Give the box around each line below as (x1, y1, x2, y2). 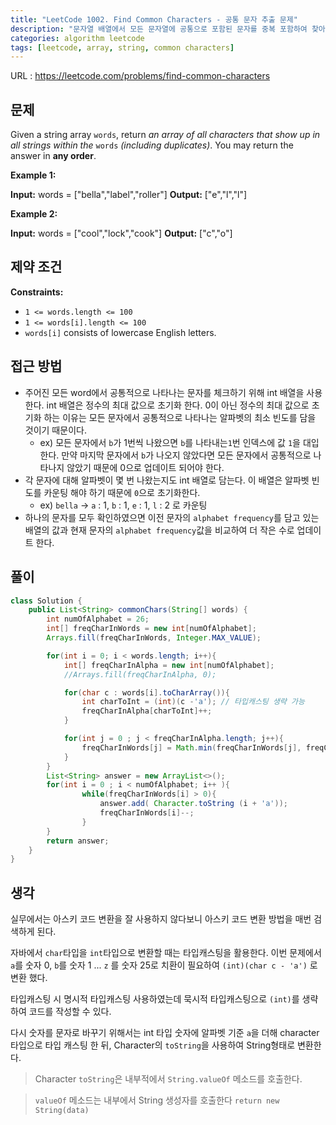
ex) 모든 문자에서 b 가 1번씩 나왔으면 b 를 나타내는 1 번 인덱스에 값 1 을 (39, 436, 301, 448)
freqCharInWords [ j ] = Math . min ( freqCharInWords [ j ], (81, 742, 302, 753)
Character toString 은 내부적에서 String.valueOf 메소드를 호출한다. (34, 1073, 303, 1085)
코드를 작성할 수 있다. (28, 1006, 112, 1018)
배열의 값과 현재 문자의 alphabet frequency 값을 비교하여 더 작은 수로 (24, 524, 295, 536)
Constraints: (10, 286, 64, 298)
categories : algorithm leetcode (10, 33, 145, 43)
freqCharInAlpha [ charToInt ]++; (81, 706, 213, 716)
